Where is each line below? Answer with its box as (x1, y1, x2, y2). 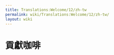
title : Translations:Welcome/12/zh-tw (5, 7, 87, 12)
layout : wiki (5, 16, 33, 21)
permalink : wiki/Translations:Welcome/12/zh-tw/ (5, 12, 109, 17)
